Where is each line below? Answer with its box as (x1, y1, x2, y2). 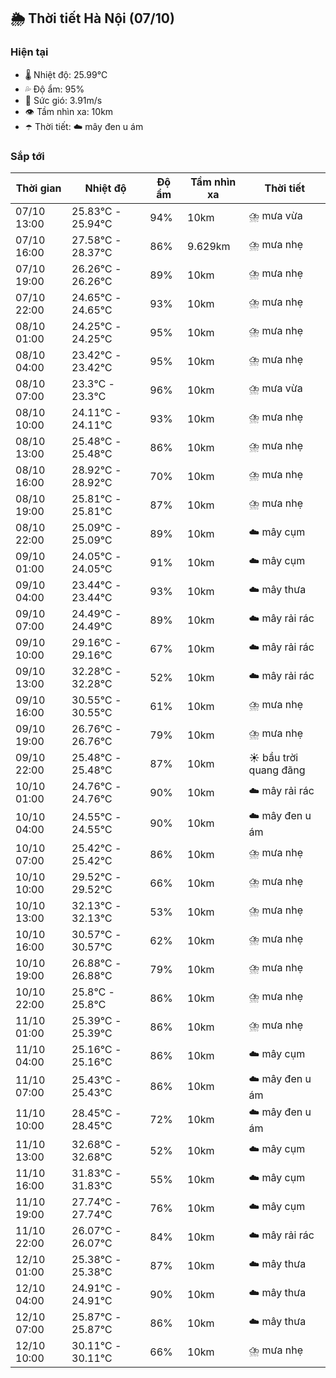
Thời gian (15, 181, 62, 195)
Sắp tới (10, 149, 45, 163)
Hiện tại (10, 45, 49, 59)
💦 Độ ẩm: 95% (24, 83, 85, 95)
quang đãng (248, 763, 306, 777)
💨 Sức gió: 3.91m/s (24, 94, 103, 106)
